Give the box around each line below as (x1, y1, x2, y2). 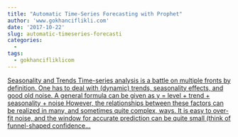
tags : (7, 50, 23, 57)
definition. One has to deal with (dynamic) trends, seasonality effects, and (7, 83, 224, 92)
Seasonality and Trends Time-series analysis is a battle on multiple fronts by (7, 76, 231, 84)
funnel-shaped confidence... (7, 121, 91, 130)
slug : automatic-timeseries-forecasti (7, 30, 122, 38)
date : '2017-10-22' (7, 23, 65, 31)
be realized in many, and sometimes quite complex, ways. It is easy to (7, 106, 212, 114)
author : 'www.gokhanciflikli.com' (7, 17, 110, 24)
